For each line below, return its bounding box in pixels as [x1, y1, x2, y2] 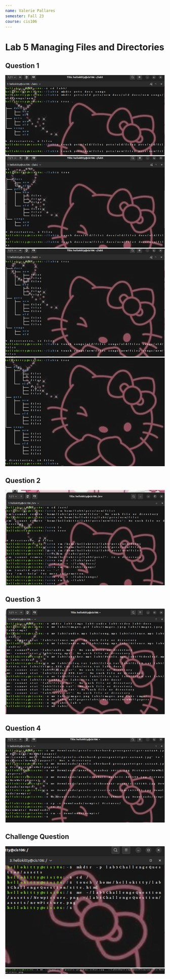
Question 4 [5, 724, 41, 733]
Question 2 [5, 476, 41, 485]
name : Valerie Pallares [5, 8, 56, 13]
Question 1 [5, 61, 39, 70]
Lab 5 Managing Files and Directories [5, 41, 164, 53]
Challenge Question [5, 833, 69, 841]
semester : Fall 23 [5, 13, 44, 19]
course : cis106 [5, 19, 37, 24]
